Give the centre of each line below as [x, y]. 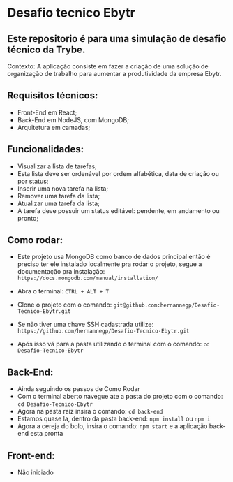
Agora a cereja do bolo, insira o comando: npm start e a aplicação [112, 426]
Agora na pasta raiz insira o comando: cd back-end [90, 411]
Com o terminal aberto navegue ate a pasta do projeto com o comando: [120, 397]
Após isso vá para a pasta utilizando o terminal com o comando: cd [114, 344]
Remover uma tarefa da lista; [59, 196]
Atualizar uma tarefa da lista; [58, 203]
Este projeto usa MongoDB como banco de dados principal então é [114, 257]
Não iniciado [35, 472]
